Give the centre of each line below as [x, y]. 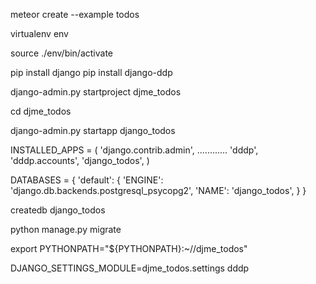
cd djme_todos [41, 111]
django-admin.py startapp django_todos [93, 130]
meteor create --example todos [75, 14]
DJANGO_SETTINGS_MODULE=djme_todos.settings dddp [130, 268]
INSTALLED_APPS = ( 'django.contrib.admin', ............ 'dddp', [134, 150]
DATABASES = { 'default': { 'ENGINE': [87, 180]
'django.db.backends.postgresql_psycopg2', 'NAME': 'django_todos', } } [158, 190]
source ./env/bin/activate [62, 53]
